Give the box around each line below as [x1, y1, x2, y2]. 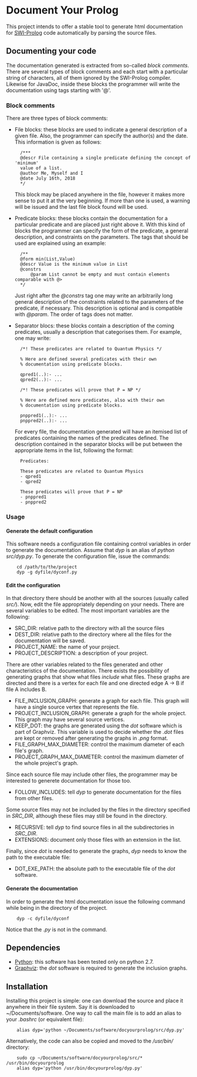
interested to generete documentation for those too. [6, 777, 132, 784]
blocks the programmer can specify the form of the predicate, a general [14, 227, 189, 235]
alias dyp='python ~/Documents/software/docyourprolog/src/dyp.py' [16, 1027, 185, 1033]
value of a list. [20, 165, 63, 171]
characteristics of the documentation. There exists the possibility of [6, 667, 169, 675]
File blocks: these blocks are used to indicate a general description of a [14, 126, 188, 133]
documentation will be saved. [14, 637, 86, 644]
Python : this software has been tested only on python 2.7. [14, 959, 154, 966]
